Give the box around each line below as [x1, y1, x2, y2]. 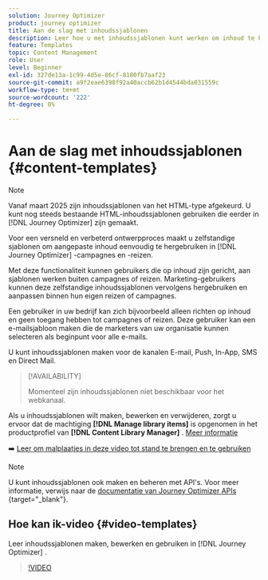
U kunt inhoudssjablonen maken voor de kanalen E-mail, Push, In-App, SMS [8, 348, 258, 357]
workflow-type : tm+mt [8, 85, 81, 94]
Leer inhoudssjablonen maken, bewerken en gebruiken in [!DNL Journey [8, 539, 246, 548]
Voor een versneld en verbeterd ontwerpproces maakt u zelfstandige [8, 233, 235, 243]
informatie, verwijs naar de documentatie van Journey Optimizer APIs [8, 486, 237, 495]
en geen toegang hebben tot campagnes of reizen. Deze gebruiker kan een [8, 315, 256, 325]
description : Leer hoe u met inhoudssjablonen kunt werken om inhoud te [8, 34, 255, 42]
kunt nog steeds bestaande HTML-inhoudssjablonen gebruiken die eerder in [8, 209, 259, 219]
